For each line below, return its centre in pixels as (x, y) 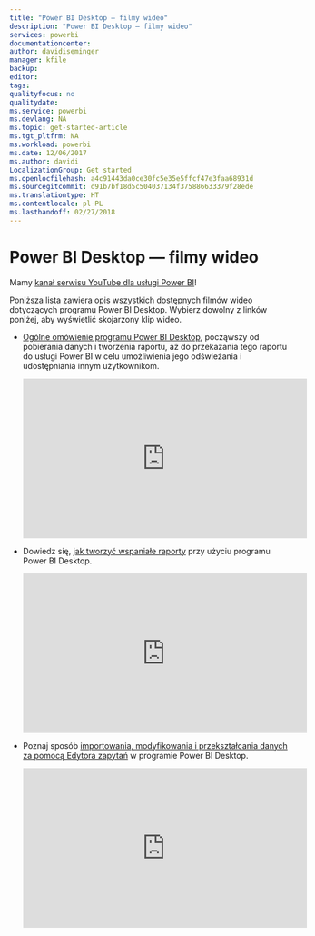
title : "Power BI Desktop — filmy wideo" (89, 18)
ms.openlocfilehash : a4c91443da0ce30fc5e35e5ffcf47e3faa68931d (132, 178)
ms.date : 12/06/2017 (49, 153)
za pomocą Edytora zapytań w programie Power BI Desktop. (135, 755)
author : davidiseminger (54, 52)
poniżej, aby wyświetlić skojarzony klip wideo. (96, 319)
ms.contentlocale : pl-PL (56, 204)
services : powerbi (44, 35)
